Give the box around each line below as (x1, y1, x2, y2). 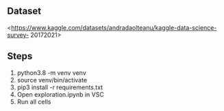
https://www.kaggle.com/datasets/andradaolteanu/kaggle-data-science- (11, 23, 217, 31)
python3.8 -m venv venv (16, 68, 87, 77)
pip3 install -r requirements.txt (16, 83, 103, 91)
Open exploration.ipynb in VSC (16, 90, 104, 98)
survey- (7, 31, 29, 39)
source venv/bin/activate (16, 76, 88, 84)
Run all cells (16, 97, 51, 106)
